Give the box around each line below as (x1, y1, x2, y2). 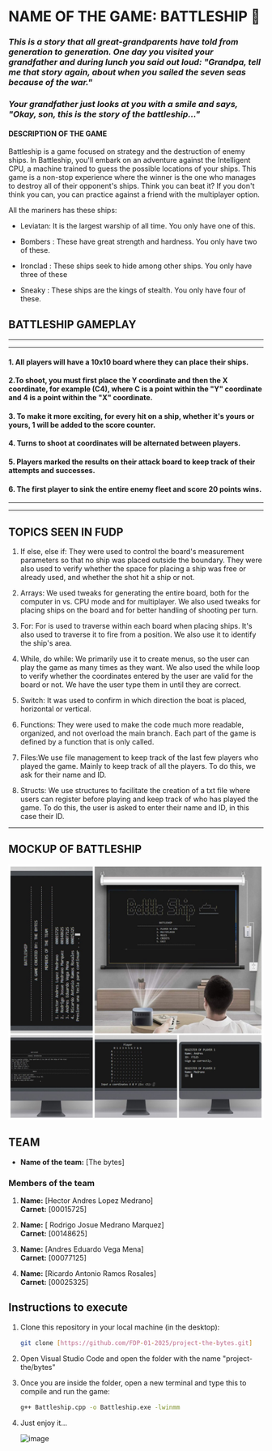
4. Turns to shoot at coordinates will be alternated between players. (8, 438, 241, 448)
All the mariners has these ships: (8, 206, 117, 216)
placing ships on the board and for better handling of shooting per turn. (19, 605, 258, 615)
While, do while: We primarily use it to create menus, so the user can (19, 654, 249, 664)
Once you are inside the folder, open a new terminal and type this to (19, 1377, 247, 1388)
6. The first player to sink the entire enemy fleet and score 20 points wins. (8, 484, 262, 493)
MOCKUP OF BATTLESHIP (8, 843, 142, 856)
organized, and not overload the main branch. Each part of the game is (19, 728, 257, 738)
